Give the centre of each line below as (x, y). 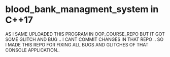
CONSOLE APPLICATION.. (32, 50)
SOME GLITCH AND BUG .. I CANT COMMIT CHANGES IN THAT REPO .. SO (84, 39)
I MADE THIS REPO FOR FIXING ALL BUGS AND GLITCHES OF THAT (77, 44)
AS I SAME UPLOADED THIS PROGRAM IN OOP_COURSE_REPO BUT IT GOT (85, 34)
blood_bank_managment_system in (82, 9)
